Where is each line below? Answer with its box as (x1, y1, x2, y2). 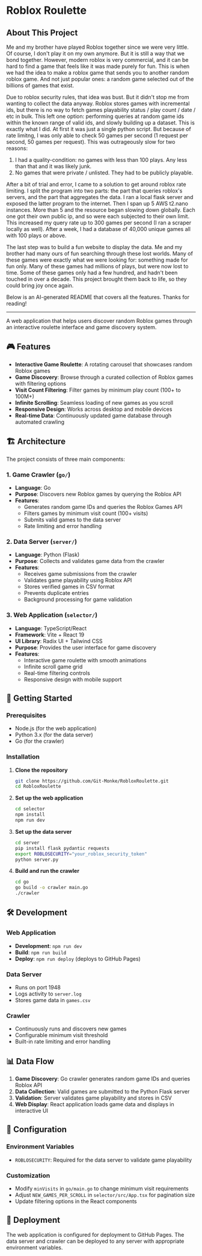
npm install (14, 811, 45, 818)
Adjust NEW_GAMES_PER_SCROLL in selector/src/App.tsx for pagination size (14, 1192, 195, 1199)
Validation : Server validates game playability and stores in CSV (14, 1094, 173, 1101)
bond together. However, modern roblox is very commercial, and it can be (6, 57, 189, 63)
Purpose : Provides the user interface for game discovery (14, 644, 156, 651)
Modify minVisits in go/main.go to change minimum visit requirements (14, 1185, 189, 1192)
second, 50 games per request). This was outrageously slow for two (6, 138, 176, 145)
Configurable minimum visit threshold (14, 1032, 108, 1039)
